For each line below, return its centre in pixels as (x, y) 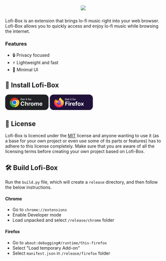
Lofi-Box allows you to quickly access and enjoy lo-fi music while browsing (82, 26)
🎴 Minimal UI (25, 69)
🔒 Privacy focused (31, 55)
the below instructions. (28, 187)
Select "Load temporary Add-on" (46, 248)
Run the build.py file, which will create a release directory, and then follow (82, 182)
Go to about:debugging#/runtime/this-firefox (60, 243)
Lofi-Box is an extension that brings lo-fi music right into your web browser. (82, 21)
